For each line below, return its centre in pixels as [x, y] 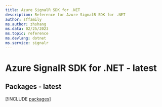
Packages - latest [33, 87]
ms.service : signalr [27, 43]
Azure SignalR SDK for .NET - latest [81, 68]
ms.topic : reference [27, 33]
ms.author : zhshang [26, 24]
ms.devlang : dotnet [26, 39]
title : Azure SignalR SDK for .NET [43, 10]
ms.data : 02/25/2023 [27, 29]
